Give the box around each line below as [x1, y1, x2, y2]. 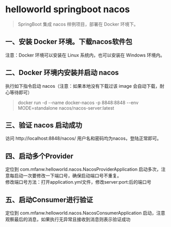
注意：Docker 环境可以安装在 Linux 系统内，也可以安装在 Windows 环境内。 [5, 52, 165, 58]
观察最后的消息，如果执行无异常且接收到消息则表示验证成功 [5, 216, 131, 222]
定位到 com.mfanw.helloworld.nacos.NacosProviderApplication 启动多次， [5, 166, 161, 172]
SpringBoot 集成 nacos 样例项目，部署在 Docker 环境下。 [17, 21, 139, 27]
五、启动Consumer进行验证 [5, 195, 93, 204]
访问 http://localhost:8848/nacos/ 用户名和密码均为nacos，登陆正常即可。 [5, 135, 162, 141]
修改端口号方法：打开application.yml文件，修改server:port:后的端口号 [5, 179, 152, 185]
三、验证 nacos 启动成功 [5, 121, 83, 130]
